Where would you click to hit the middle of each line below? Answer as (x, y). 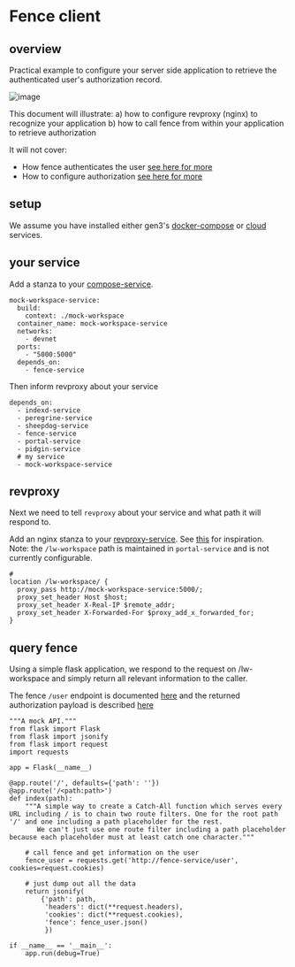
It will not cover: (38, 150)
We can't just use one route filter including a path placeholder (162, 830)
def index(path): (41, 799)
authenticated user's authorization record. (86, 80)
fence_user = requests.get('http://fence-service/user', (132, 861)
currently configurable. (51, 558)
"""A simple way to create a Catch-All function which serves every (154, 807)
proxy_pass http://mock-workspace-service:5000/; (110, 590)
